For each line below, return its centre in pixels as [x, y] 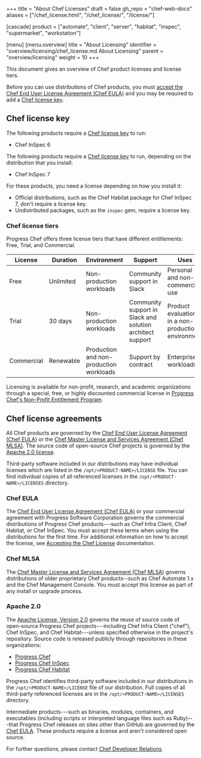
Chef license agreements [54, 418]
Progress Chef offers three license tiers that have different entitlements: [95, 239]
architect [141, 332]
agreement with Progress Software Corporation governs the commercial [95, 518]
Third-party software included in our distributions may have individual [92, 464]
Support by [144, 357]
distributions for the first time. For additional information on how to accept [97, 537]
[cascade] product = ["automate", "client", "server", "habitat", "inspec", [94, 27]
